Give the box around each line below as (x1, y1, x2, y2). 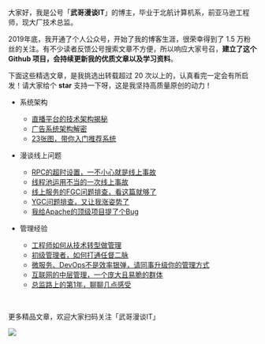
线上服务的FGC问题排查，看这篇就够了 (31, 187, 157, 196)
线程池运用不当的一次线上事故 (31, 178, 129, 186)
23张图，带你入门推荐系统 (31, 134, 117, 143)
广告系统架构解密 (31, 124, 88, 133)
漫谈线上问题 (19, 151, 62, 160)
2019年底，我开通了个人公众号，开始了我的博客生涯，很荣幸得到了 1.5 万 (8, 35, 244, 43)
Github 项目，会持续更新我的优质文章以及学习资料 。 (8, 54, 178, 63)
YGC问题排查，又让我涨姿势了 (31, 197, 130, 206)
